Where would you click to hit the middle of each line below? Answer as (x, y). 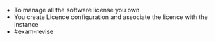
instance (26, 24)
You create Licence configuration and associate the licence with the (111, 17)
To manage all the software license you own (77, 10)
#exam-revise (34, 31)
